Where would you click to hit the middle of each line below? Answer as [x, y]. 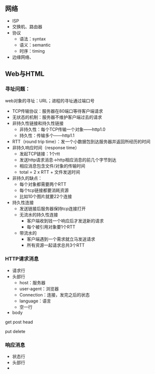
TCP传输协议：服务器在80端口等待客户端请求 [58, 111]
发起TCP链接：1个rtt [39, 154]
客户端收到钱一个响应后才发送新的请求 [65, 220]
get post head [19, 322]
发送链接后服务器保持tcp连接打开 [53, 208]
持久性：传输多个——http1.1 [47, 135]
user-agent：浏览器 [39, 289]
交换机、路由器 [27, 26]
